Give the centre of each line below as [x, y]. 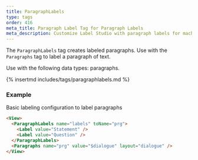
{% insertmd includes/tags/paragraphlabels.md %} [68, 80]
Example [19, 95]
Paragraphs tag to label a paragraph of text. [58, 57]
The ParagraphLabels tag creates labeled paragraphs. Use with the [87, 50]
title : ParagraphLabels [35, 12]
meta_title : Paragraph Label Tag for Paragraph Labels [75, 28]
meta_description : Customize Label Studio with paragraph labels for [93, 34]
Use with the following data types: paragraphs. [63, 68]
